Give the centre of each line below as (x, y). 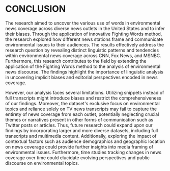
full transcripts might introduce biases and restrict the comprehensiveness (83, 98)
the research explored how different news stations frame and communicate (84, 39)
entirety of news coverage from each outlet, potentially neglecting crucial (82, 114)
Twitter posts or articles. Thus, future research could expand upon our (79, 125)
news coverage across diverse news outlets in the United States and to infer (85, 28)
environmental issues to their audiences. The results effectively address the (85, 44)
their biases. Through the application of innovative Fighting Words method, (84, 34)
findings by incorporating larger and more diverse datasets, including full (82, 130)
